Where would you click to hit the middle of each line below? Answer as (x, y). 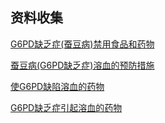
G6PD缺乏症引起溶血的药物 (66, 107)
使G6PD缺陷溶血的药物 (57, 86)
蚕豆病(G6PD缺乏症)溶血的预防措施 (82, 65)
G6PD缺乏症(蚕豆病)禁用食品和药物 (82, 44)
